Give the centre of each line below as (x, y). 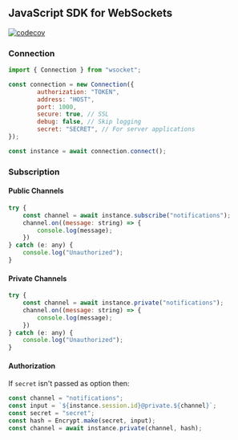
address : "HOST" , (66, 100)
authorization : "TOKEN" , (79, 92)
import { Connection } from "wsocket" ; (75, 70)
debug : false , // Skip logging (89, 122)
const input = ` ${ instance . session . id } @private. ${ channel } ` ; (113, 406)
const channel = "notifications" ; (66, 398)
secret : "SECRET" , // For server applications (116, 129)
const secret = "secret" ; (51, 414)
